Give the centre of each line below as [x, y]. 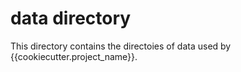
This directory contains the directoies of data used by [121, 46]
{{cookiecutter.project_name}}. [74, 56]
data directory [71, 18]
